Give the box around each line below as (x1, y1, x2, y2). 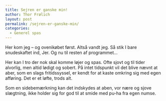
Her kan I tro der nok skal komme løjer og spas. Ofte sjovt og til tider (5, 59, 146, 65)
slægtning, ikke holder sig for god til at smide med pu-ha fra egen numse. (5, 90, 156, 96)
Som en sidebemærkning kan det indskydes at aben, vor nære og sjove (5, 85, 152, 90)
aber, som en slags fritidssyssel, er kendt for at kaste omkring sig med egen (5, 70, 161, 75)
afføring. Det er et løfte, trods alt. (5, 75, 73, 81)
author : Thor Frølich (5, 12, 50, 17)
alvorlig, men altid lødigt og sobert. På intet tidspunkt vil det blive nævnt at (5, 64, 158, 70)
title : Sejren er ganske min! (5, 7, 68, 12)
